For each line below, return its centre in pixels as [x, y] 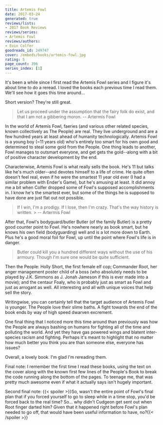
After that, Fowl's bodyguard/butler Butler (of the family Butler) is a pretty [78, 222]
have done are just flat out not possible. [45, 198]
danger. [13, 242]
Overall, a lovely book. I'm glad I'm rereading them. [56, 357]
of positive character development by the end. [51, 157]
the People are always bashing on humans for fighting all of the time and [78, 327]
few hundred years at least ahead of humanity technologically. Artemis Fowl [81, 136]
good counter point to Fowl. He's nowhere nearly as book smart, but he [77, 227]
